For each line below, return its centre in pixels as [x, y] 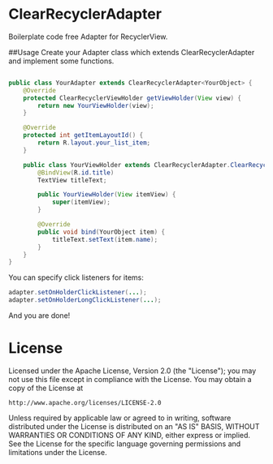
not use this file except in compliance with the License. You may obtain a [130, 379]
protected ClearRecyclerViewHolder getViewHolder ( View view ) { [132, 98]
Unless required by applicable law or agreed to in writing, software [120, 418]
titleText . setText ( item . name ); [105, 239]
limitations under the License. [58, 452]
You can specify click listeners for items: [76, 277]
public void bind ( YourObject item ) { [101, 232]
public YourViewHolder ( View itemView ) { [107, 195]
